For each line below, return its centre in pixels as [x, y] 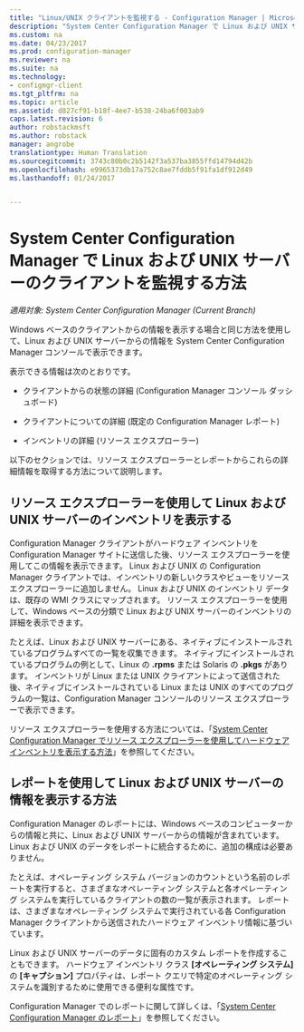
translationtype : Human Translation [78, 152]
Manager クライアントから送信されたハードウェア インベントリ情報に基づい [151, 922]
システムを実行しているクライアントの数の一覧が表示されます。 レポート [155, 900]
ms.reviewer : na [40, 60]
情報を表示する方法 [63, 800]
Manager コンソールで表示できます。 [78, 352]
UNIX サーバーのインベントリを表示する [121, 519]
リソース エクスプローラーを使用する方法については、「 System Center [139, 729]
